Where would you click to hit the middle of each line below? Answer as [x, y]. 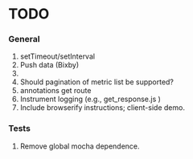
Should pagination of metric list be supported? [97, 82]
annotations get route [55, 91]
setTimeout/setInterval [57, 56]
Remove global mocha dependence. [80, 146]
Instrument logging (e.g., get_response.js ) [90, 99]
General [24, 39]
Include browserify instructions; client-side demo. [102, 108]
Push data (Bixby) [49, 65]
